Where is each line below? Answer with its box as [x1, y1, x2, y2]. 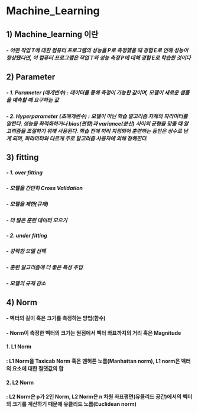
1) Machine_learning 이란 [6, 29, 99, 39]
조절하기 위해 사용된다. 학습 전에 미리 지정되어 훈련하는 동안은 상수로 [26, 127, 182, 135]
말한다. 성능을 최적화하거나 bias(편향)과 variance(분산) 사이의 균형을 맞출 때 [6, 120, 183, 127]
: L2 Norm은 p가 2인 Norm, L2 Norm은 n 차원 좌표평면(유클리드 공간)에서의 [6, 393, 182, 401]
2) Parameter [6, 72, 56, 82]
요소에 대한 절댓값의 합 [12, 364, 64, 372]
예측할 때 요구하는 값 [12, 97, 59, 104]
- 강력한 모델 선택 [6, 248, 46, 255]
